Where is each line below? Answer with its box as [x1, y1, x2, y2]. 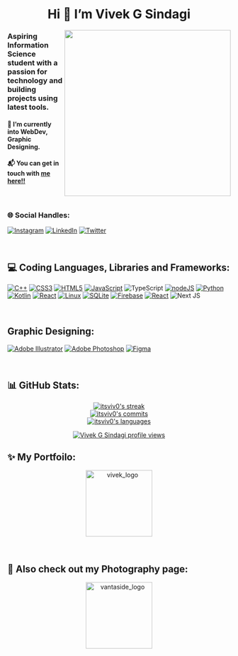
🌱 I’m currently [7, 120, 52, 128]
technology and [7, 76, 63, 86]
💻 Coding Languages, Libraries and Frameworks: [7, 261, 230, 273]
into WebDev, [7, 127, 48, 136]
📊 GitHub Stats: [7, 380, 80, 392]
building [7, 84, 37, 94]
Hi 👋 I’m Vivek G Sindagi [47, 6, 191, 23]
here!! [7, 176, 26, 186]
